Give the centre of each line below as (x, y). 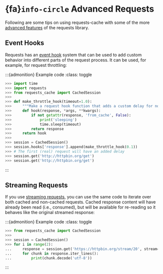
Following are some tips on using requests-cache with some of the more (77, 22)
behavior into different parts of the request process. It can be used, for (76, 60)
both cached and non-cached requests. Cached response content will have (81, 202)
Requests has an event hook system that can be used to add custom (73, 55)
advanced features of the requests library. (47, 27)
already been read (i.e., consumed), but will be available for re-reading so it (81, 207)
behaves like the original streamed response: (50, 213)
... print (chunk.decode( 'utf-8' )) (49, 258)
